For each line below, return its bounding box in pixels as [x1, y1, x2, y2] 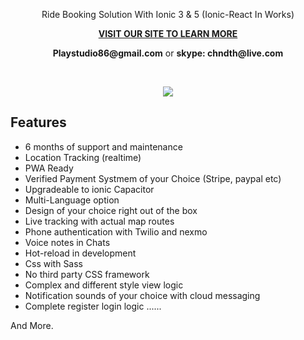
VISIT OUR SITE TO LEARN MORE [98, 28, 238, 39]
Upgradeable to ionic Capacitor [24, 183, 155, 195]
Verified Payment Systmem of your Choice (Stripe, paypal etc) [24, 172, 282, 184]
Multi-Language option [24, 194, 120, 206]
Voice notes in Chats [24, 236, 111, 248]
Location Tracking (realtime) [24, 151, 142, 163]
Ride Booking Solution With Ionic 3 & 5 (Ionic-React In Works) [41, 9, 295, 20]
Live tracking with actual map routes [24, 215, 175, 227]
